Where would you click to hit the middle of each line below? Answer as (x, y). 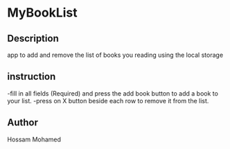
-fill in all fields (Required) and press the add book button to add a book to (113, 93)
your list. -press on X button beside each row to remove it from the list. (108, 100)
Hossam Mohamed (34, 139)
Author (23, 123)
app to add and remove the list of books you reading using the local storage (115, 55)
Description (33, 38)
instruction (32, 77)
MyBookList (42, 13)
